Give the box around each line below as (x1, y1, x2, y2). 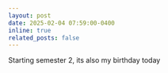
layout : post (8, 11, 52, 20)
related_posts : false (8, 33, 80, 42)
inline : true (8, 26, 52, 34)
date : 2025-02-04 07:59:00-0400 (8, 19, 115, 27)
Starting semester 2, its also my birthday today (8, 56, 161, 65)
